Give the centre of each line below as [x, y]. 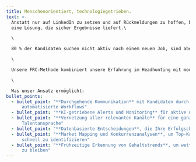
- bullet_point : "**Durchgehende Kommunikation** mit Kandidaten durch [100, 102]
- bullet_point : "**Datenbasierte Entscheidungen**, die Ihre [88, 129]
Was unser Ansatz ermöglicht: [48, 91]
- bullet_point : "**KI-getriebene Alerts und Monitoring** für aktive [99, 112]
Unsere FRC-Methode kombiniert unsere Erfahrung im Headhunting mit [96, 70]
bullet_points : [24, 96]
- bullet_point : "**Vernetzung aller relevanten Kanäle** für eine [95, 118]
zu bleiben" [36, 150]
